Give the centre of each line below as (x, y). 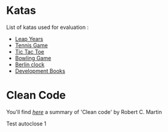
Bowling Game (33, 58)
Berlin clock (30, 64)
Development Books (40, 71)
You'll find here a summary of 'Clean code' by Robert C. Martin (84, 112)
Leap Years (29, 39)
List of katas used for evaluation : (48, 27)
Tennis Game (31, 45)
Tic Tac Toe (30, 51)
